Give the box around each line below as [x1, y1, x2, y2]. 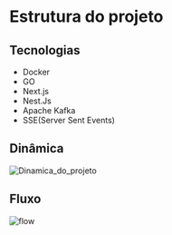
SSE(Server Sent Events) [22, 115, 116, 125]
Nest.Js [22, 95, 52, 106]
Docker [22, 66, 51, 77]
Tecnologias [9, 43, 81, 58]
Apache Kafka [22, 105, 76, 115]
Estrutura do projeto [9, 6, 164, 27]
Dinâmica [9, 141, 64, 156]
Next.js [22, 86, 50, 96]
